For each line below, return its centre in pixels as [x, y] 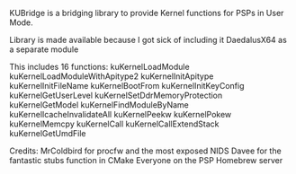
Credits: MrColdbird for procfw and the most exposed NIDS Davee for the [145, 151]
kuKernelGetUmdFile [48, 133]
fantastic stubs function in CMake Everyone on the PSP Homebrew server [146, 160]
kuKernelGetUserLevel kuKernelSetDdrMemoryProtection [116, 95]
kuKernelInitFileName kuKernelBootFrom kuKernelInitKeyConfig [127, 86]
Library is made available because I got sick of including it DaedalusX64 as [148, 40]
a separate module [44, 49]
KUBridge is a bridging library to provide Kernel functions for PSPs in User [147, 13]
